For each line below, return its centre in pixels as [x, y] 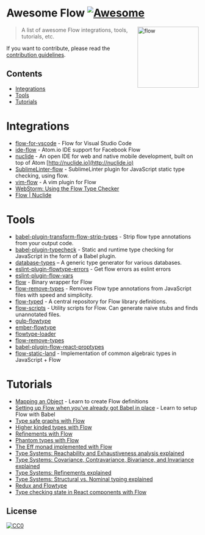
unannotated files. [38, 314]
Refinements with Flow [44, 434]
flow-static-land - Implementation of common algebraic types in [96, 353]
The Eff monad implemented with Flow [64, 447]
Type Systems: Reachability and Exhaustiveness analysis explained [99, 453]
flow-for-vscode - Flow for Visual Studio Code [74, 143]
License [22, 511]
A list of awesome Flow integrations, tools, [74, 30]
